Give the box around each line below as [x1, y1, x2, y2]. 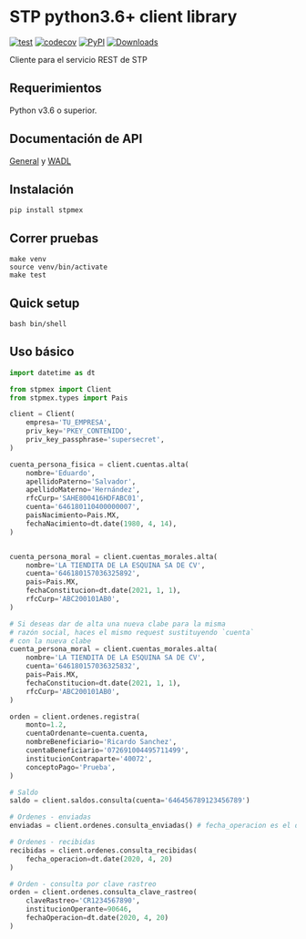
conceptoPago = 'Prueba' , [25, 762, 117, 771]
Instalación [9, 181, 75, 197]
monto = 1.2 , [25, 720, 67, 730]
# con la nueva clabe [9, 636, 92, 646]
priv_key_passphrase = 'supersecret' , [25, 435, 166, 444]
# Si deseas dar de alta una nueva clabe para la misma [9, 619, 226, 628]
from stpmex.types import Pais [9, 393, 128, 403]
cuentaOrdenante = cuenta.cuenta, [25, 729, 148, 739]
